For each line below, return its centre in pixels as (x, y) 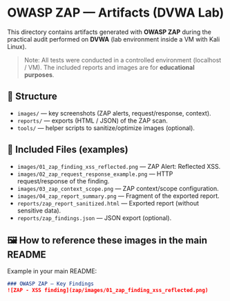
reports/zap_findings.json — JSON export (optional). (94, 218)
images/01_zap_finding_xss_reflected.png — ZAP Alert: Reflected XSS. (119, 166)
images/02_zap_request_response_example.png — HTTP (95, 174)
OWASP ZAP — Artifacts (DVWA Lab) (116, 13)
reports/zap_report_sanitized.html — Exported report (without (108, 203)
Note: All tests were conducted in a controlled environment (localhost (123, 60)
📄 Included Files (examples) (68, 150)
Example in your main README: (52, 271)
